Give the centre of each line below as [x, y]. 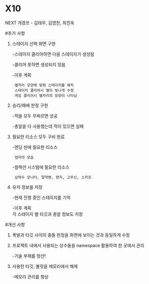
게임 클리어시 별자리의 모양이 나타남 [46, 96]
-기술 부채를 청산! [29, 256]
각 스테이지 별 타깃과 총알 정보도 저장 [48, 214]
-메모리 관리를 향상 [30, 277]
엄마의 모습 [24, 157]
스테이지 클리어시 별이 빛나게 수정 [44, 90]
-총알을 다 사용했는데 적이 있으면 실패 [48, 126]
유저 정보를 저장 [27, 187]
